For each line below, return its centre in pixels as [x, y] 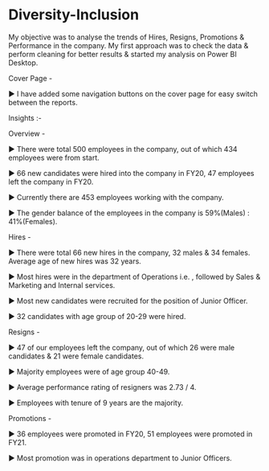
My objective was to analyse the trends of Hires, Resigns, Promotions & [126, 37]
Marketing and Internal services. [62, 285]
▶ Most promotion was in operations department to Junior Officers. [120, 458]
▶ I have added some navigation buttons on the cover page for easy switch [133, 93]
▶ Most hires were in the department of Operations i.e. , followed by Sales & [134, 276]
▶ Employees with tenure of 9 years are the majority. [96, 403]
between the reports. [43, 102]
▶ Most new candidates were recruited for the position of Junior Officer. [128, 301]
